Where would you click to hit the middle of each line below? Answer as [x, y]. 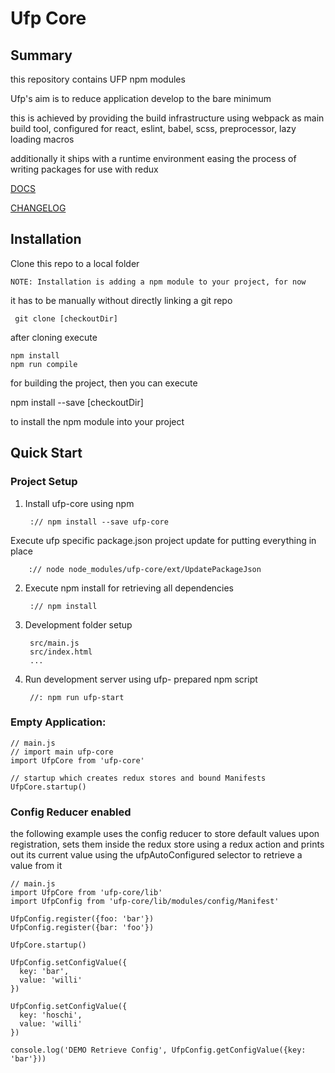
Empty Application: [58, 722]
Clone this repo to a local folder [75, 263]
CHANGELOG [38, 208]
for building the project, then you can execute [104, 383]
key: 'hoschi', [51, 1015]
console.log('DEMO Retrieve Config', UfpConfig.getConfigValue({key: [158, 1050]
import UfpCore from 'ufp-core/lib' [86, 893]
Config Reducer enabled [71, 812]
